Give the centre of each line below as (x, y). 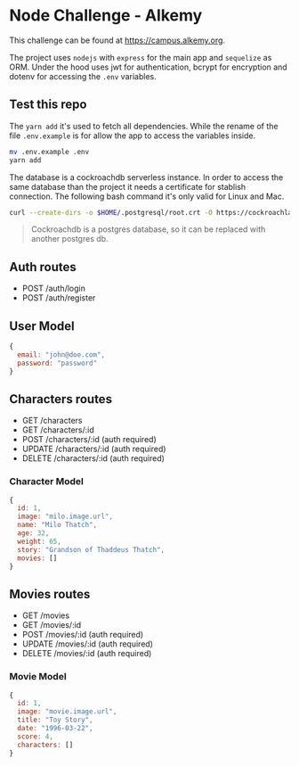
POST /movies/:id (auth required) (83, 635)
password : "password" (57, 363)
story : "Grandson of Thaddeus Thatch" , (91, 549)
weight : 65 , (40, 541)
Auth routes (43, 267)
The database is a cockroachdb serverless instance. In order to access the (146, 177)
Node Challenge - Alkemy (106, 16)
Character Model (47, 482)
